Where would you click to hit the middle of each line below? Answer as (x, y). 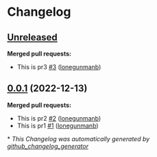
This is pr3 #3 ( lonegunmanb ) (59, 67)
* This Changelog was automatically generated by (78, 138)
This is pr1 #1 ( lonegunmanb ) (58, 125)
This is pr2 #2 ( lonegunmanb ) (59, 118)
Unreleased (33, 37)
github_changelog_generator (48, 146)
